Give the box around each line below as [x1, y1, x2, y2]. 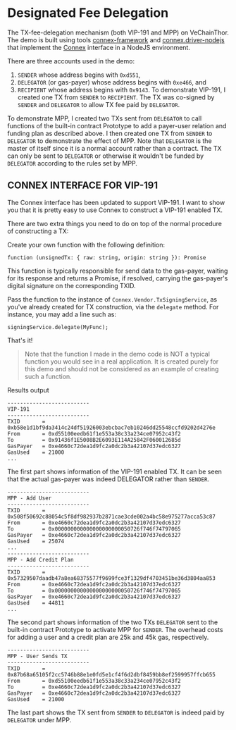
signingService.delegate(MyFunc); [7, 323, 109, 330]
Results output [7, 385, 49, 394]
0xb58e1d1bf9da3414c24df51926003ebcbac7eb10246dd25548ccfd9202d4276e [7, 424, 216, 431]
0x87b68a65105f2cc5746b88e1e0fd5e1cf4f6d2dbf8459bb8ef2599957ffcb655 [7, 671, 216, 678]
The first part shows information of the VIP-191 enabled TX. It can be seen [7, 467, 222, 476]
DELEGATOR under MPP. [7, 715, 72, 724]
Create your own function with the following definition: [7, 240, 166, 249]
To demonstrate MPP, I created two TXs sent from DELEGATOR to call [7, 114, 202, 123]
